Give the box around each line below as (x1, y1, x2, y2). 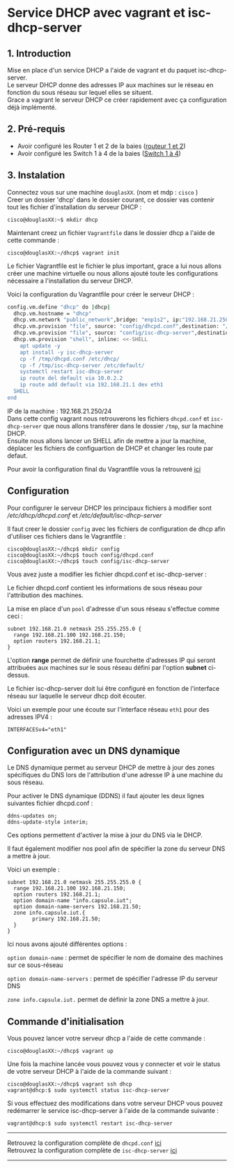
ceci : (7, 612, 23, 620)
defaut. (7, 451, 28, 460)
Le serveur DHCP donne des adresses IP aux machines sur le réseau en (7, 81, 214, 89)
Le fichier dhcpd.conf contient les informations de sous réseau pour (7, 583, 203, 592)
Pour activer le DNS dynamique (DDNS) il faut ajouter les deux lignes (7, 792, 205, 800)
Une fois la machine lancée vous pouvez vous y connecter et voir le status (7, 1060, 221, 1068)
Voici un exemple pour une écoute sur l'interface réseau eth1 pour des (7, 705, 210, 713)
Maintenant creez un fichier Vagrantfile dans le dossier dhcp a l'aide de (7, 228, 215, 237)
